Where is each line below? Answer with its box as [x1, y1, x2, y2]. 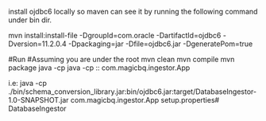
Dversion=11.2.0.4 [8, 39, 67, 49]
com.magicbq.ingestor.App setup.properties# [70, 96, 220, 104]
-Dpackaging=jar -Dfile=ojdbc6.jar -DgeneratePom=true [67, 39, 253, 49]
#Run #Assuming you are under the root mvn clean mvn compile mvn [8, 55, 235, 64]
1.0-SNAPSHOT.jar [8, 96, 69, 104]
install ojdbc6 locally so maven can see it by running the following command [8, 7, 258, 16]
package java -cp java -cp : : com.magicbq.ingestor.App [8, 63, 191, 72]
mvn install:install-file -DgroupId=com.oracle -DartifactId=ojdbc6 [8, 31, 222, 40]
